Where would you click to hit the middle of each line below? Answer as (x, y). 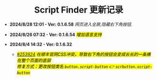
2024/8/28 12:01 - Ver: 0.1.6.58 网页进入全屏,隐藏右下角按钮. (71, 24)
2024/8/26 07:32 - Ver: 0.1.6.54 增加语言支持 (56, 34)
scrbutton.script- (134, 67)
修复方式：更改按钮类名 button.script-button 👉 (65, 66)
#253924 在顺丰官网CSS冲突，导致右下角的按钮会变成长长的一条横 (84, 54)
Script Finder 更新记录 (79, 10)
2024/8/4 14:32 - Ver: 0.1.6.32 (41, 44)
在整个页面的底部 (34, 60)
